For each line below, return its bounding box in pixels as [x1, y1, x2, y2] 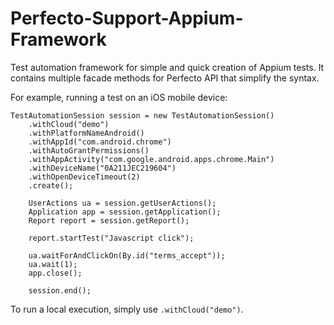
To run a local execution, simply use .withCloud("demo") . [10, 303, 244, 315]
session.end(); [28, 285, 92, 296]
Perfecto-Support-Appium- [10, 7, 244, 30]
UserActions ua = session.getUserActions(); [28, 198, 217, 208]
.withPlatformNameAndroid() [28, 128, 145, 138]
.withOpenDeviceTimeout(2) [28, 172, 141, 182]
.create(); [28, 180, 74, 191]
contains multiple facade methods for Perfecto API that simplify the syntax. [10, 72, 320, 84]
